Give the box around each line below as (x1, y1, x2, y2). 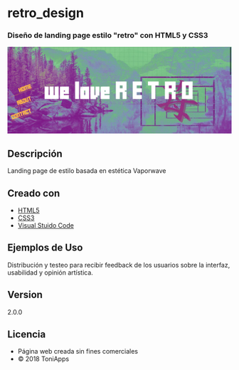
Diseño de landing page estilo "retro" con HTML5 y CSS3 (7, 31, 208, 41)
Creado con (7, 187, 60, 199)
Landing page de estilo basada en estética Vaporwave (7, 166, 166, 175)
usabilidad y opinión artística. (7, 268, 94, 277)
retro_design (7, 5, 84, 21)
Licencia (7, 329, 46, 341)
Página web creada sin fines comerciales (17, 347, 139, 356)
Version (7, 289, 43, 301)
